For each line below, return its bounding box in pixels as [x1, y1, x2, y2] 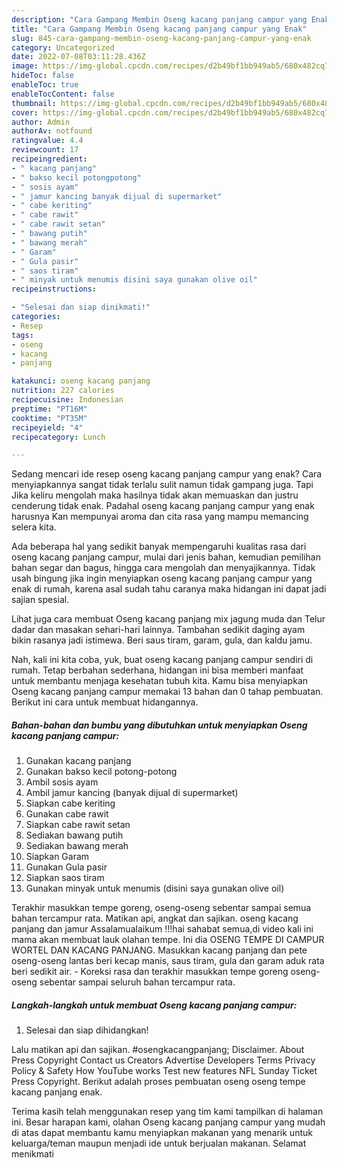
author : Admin [11, 117, 71, 127]
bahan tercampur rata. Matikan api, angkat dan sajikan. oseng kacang [11, 912, 299, 925]
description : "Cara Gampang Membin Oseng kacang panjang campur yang [11, 14, 308, 25]
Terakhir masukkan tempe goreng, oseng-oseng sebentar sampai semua [11, 902, 312, 914]
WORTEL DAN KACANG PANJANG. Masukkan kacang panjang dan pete [11, 944, 308, 956]
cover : [11, 107, 39, 118]
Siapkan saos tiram [25, 872, 105, 884]
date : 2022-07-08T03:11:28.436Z [11, 52, 146, 62]
